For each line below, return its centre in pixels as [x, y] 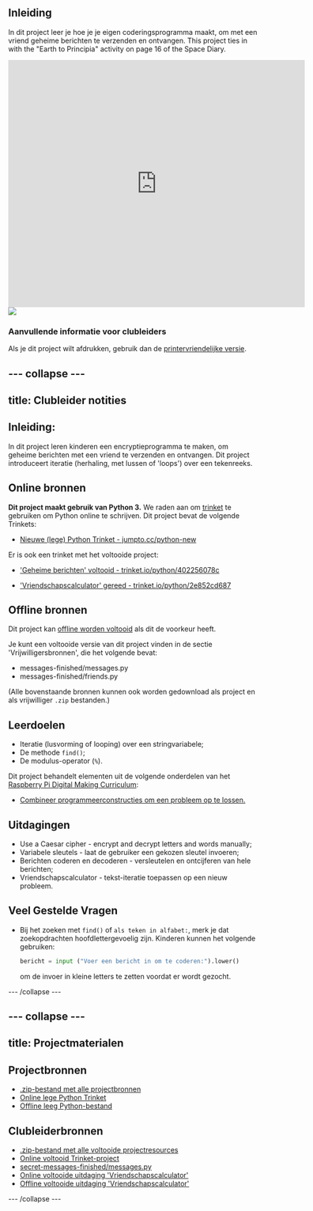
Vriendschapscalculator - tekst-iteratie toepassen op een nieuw [123, 877]
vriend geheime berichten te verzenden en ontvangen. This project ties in [128, 40]
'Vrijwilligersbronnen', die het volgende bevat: [83, 653]
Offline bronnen [48, 609]
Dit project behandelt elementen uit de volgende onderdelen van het [119, 776]
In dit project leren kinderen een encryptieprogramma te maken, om [119, 446]
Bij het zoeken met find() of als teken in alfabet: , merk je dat [124, 929]
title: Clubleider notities [67, 400]
